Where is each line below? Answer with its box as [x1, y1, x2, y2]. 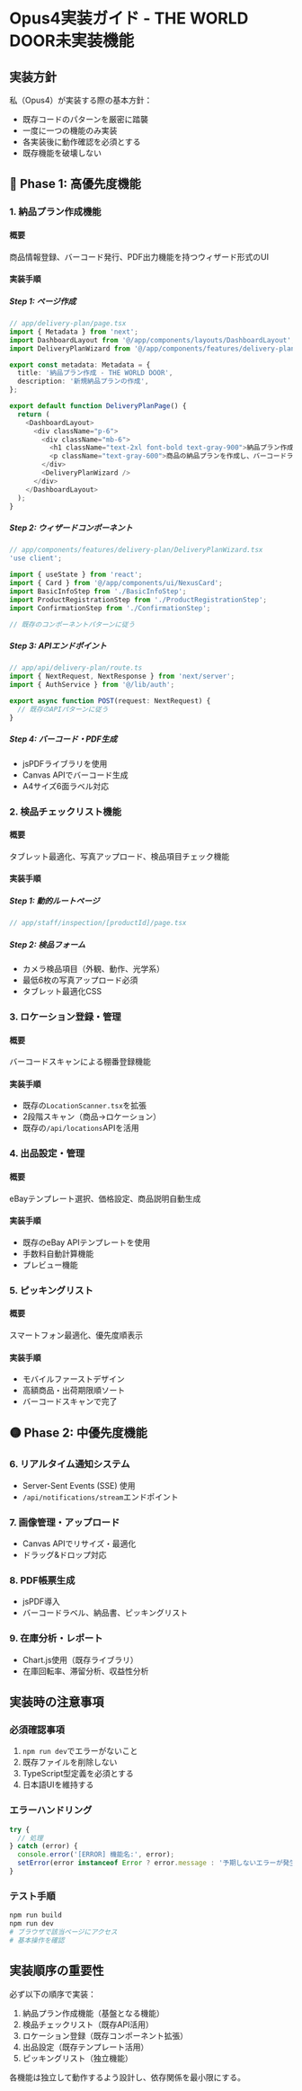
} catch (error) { [9, 1842, 78, 1851]
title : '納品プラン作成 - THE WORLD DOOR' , [17, 369, 173, 378]
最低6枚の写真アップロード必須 [22, 974, 138, 985]
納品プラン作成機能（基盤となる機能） [22, 2007, 164, 2018]
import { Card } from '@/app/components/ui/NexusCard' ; [9, 579, 223, 588]
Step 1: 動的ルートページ [9, 895, 101, 906]
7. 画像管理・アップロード [9, 1516, 120, 1528]
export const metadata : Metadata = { [9, 360, 151, 369]
